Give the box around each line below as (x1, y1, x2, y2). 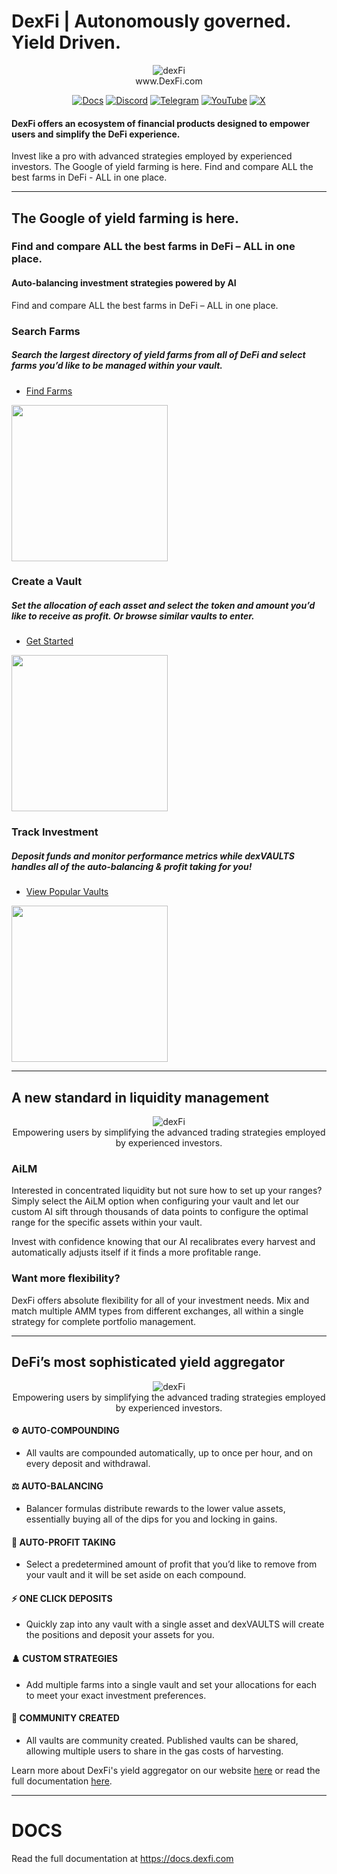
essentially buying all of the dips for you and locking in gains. (25, 1513, 278, 1525)
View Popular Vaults (25, 886, 109, 898)
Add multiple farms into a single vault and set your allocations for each (25, 1678, 318, 1690)
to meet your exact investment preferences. (25, 1689, 207, 1701)
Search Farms (11, 324, 81, 338)
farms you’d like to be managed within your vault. (11, 360, 224, 372)
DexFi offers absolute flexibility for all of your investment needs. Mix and (11, 1294, 310, 1306)
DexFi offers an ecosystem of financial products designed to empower (11, 117, 310, 129)
